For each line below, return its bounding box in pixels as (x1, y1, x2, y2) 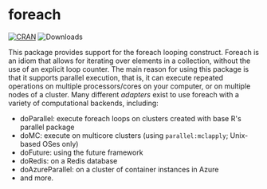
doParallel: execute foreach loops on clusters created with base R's (19, 113, 241, 123)
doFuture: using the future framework (19, 148, 143, 157)
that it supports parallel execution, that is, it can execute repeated (8, 73, 224, 82)
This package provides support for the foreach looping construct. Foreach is (8, 47, 259, 57)
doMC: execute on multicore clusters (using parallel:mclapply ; (19, 130, 229, 140)
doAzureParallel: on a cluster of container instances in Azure (19, 164, 219, 174)
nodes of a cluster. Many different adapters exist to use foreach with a (8, 89, 239, 99)
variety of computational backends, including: (8, 98, 159, 108)
